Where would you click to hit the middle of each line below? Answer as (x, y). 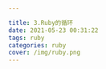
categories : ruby (37, 45)
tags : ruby (26, 38)
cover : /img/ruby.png (45, 53)
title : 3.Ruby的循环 (41, 22)
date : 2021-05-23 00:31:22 (53, 30)
